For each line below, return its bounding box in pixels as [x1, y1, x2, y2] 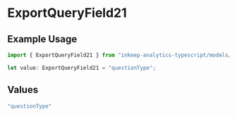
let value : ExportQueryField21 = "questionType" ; [7, 64, 157, 71]
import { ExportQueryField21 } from [7, 51, 115, 58]
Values [7, 84, 39, 96]
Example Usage [7, 33, 78, 45]
